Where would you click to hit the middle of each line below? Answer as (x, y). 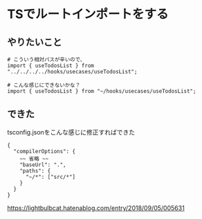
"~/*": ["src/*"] (50, 177)
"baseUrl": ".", (43, 165)
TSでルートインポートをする (88, 14)
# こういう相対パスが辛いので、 (46, 60)
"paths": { (35, 170)
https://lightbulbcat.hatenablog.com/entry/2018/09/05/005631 (96, 208)
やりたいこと (35, 42)
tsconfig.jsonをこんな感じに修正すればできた (71, 132)
